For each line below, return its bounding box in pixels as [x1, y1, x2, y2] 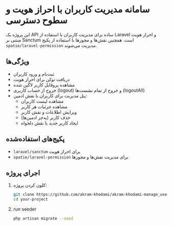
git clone [13, 192, 35, 197]
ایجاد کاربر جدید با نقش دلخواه [20, 119, 79, 126]
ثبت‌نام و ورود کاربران [13, 71, 55, 77]
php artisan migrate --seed [13, 216, 73, 221]
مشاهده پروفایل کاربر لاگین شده [13, 81, 75, 88]
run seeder [13, 206, 37, 212]
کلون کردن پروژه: [13, 182, 47, 188]
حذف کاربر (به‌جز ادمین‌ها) [20, 114, 71, 120]
